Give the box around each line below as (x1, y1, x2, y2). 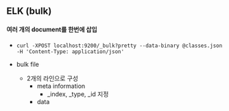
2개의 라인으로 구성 (26, 74, 79, 82)
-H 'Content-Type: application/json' (16, 48, 125, 55)
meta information (36, 82, 86, 90)
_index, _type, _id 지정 (47, 90, 109, 98)
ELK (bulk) (6, 5, 52, 17)
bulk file (16, 60, 39, 68)
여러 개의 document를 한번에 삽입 (6, 25, 97, 33)
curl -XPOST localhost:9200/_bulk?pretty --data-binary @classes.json (16, 42, 223, 49)
